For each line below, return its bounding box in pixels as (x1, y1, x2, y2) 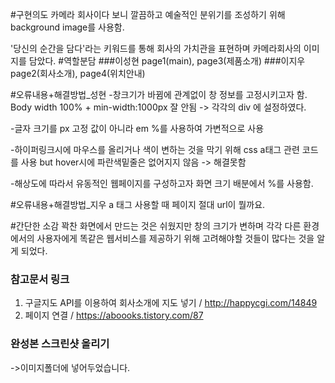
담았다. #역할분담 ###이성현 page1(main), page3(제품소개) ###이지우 (28, 55, 306, 67)
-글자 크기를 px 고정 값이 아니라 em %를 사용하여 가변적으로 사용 (10, 123, 265, 134)
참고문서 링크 (10, 272, 70, 286)
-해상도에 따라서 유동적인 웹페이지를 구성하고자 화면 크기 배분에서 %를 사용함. (10, 178, 314, 189)
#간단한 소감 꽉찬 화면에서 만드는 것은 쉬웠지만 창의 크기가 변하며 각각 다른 (10, 220, 302, 232)
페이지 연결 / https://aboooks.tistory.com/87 (24, 309, 204, 322)
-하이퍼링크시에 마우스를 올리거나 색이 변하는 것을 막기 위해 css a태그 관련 (10, 144, 300, 155)
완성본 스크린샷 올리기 (10, 337, 110, 351)
